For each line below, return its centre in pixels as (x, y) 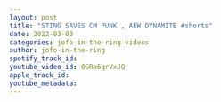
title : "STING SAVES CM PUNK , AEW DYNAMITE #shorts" (111, 26)
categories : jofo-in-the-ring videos (79, 42)
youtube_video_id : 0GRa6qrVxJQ (67, 67)
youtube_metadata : (43, 83)
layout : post (33, 17)
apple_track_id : (39, 75)
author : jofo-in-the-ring (57, 51)
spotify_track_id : (43, 59)
